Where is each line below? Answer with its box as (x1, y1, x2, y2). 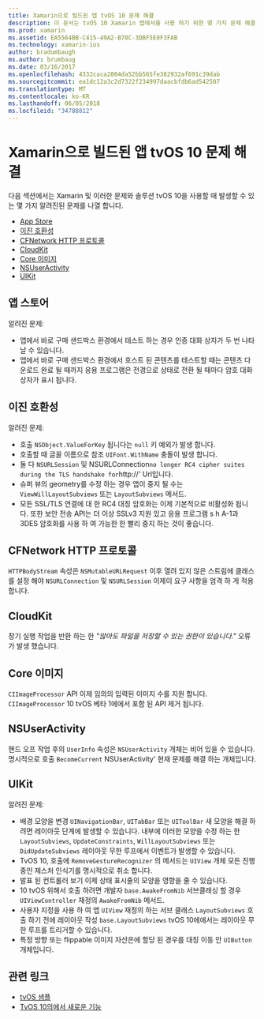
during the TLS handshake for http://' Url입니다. (19, 469, 173, 479)
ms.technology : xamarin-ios (8, 41, 101, 49)
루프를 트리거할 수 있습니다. (28, 925, 113, 934)
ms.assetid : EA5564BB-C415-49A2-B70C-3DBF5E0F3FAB (8, 33, 178, 42)
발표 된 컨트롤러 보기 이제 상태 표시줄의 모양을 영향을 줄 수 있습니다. (19, 875, 228, 885)
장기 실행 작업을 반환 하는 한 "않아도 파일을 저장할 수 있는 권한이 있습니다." (8, 631, 236, 641)
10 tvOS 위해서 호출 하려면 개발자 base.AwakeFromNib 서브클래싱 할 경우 (19, 886, 242, 895)
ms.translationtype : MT (8, 85, 87, 93)
